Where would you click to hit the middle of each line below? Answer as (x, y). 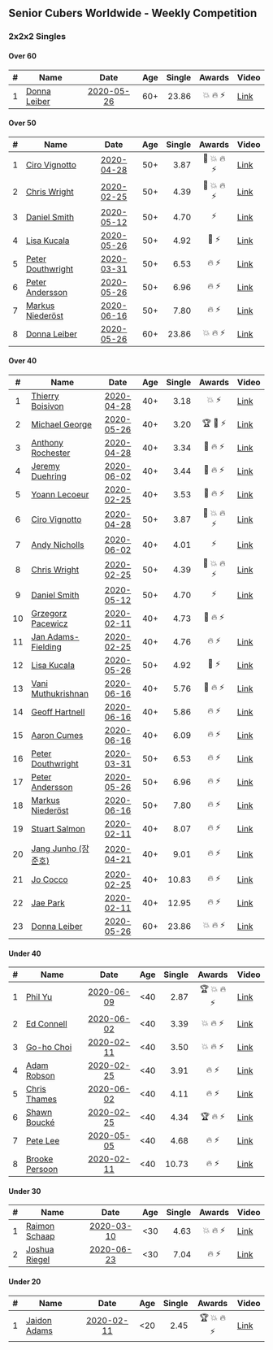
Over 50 (22, 123)
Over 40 (23, 361)
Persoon (42, 1170)
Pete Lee (43, 1141)
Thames (41, 1099)
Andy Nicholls (58, 545)
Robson (40, 1076)
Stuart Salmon (58, 828)
